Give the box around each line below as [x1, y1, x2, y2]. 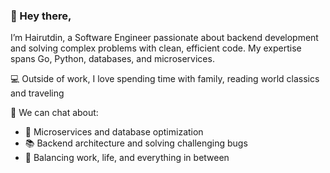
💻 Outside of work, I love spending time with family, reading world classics [10, 73, 320, 85]
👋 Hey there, [10, 9, 72, 23]
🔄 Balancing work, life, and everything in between [24, 152, 230, 164]
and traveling [10, 87, 65, 99]
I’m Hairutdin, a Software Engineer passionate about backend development [10, 32, 319, 44]
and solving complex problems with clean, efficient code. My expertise [10, 42, 302, 54]
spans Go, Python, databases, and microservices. [10, 53, 215, 65]
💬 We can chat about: [10, 107, 99, 119]
